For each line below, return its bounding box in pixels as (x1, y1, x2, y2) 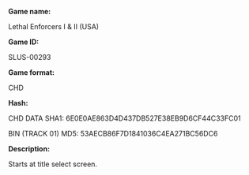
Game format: (8, 68, 55, 77)
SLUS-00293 (8, 53, 51, 61)
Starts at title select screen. (8, 159, 97, 169)
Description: (8, 144, 50, 153)
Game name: (8, 7, 51, 16)
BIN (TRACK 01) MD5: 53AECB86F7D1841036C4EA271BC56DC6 (8, 129, 218, 138)
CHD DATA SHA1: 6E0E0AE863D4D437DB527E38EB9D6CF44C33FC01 (8, 114, 241, 123)
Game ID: (8, 37, 40, 47)
